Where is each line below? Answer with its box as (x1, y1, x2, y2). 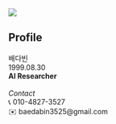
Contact (8, 88, 35, 98)
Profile (8, 31, 43, 45)
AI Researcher (8, 71, 57, 80)
